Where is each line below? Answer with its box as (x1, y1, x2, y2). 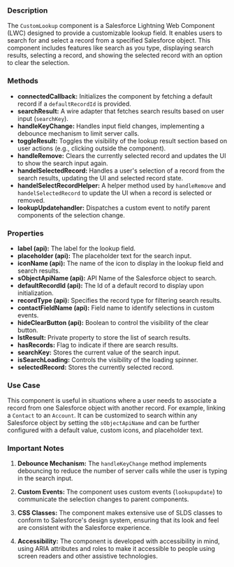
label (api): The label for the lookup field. (17, 244, 136, 252)
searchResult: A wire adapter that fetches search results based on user (17, 107, 225, 115)
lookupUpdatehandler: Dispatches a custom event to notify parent (17, 203, 211, 212)
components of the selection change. (17, 210, 126, 219)
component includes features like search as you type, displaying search (7, 44, 214, 52)
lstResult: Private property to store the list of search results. (17, 333, 191, 341)
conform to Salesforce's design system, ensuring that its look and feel (17, 516, 219, 524)
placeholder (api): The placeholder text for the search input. (17, 251, 192, 260)
